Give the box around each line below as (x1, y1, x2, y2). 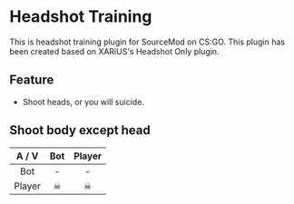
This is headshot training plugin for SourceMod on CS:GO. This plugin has (9, 36, 286, 47)
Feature (9, 73, 54, 88)
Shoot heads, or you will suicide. (22, 96, 145, 107)
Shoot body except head (9, 122, 152, 138)
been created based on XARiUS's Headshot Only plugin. (9, 45, 220, 56)
